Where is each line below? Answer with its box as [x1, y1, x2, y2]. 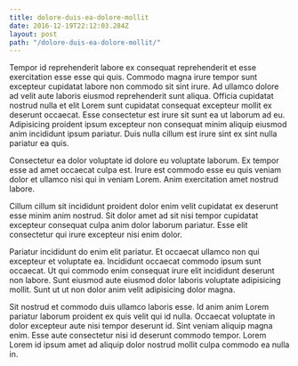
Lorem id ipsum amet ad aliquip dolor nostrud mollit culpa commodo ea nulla [9, 339, 290, 350]
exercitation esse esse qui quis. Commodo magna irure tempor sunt [9, 72, 258, 83]
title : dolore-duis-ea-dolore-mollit [9, 12, 149, 22]
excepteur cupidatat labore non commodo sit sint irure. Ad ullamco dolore [9, 81, 279, 92]
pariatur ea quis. [9, 138, 69, 149]
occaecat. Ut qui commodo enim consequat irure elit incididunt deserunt [9, 265, 275, 276]
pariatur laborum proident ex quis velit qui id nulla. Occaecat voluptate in [9, 311, 276, 321]
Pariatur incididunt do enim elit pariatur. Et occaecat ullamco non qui [9, 247, 260, 257]
